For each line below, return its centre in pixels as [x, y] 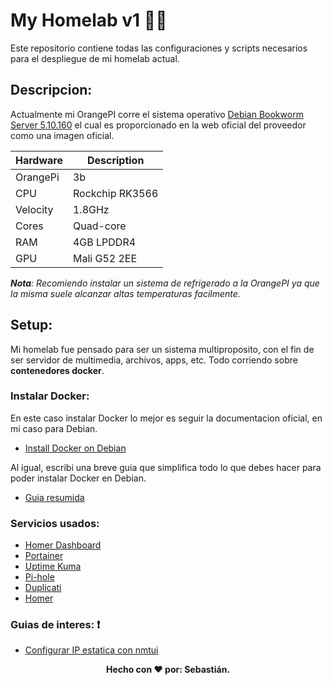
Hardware [39, 160]
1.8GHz [91, 209]
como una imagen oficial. [62, 135]
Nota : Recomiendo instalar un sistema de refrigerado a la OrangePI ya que [165, 283]
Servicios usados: [55, 523]
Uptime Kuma [53, 566]
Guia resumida [54, 497]
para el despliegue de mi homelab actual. [95, 58]
